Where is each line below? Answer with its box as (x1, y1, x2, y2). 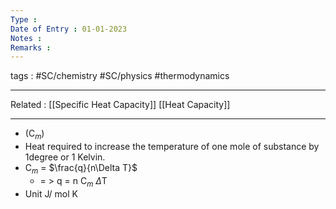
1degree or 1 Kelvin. (24, 151, 106, 163)
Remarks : (10, 42, 52, 53)
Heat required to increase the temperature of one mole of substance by (24, 141, 320, 153)
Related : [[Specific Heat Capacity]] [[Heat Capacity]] (10, 99, 231, 111)
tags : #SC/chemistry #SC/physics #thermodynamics (10, 70, 230, 82)
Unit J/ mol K (24, 187, 78, 200)
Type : (10, 14, 38, 25)
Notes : (10, 33, 43, 43)
